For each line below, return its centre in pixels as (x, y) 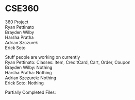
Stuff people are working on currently (42, 57)
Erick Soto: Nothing (25, 83)
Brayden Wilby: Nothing (29, 67)
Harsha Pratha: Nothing (28, 72)
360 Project (17, 22)
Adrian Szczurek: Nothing (31, 78)
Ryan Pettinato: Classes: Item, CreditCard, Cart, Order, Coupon (68, 62)
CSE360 (22, 8)
